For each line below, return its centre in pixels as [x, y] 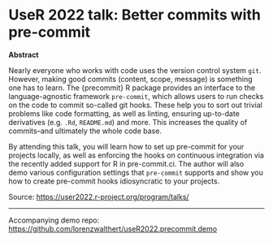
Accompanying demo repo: [54, 220]
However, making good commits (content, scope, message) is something [130, 79]
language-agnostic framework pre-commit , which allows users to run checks [136, 96]
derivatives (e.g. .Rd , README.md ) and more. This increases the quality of [128, 122]
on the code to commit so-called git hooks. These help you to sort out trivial [135, 105]
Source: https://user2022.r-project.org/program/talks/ [99, 197]
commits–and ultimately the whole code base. [85, 131]
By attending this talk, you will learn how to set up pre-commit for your [126, 146]
